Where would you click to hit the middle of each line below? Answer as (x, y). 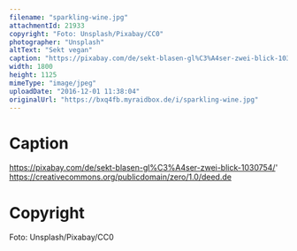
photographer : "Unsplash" (57, 42)
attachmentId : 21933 (47, 26)
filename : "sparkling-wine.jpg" (69, 17)
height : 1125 (33, 75)
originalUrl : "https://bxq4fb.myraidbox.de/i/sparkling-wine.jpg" (134, 99)
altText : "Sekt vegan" (51, 50)
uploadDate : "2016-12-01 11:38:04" (75, 91)
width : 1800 (31, 67)
